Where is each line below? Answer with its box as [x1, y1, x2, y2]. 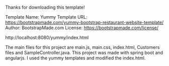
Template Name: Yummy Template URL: [5, 14, 88, 20]
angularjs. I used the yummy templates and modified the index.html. [5, 55, 146, 61]
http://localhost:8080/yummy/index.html [5, 35, 89, 40]
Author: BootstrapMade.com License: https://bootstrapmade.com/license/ [5, 25, 159, 31]
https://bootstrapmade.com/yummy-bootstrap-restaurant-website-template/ [5, 20, 164, 25]
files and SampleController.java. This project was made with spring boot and [5, 50, 163, 55]
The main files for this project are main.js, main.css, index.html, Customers [5, 44, 160, 50]
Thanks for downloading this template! [5, 5, 85, 10]
